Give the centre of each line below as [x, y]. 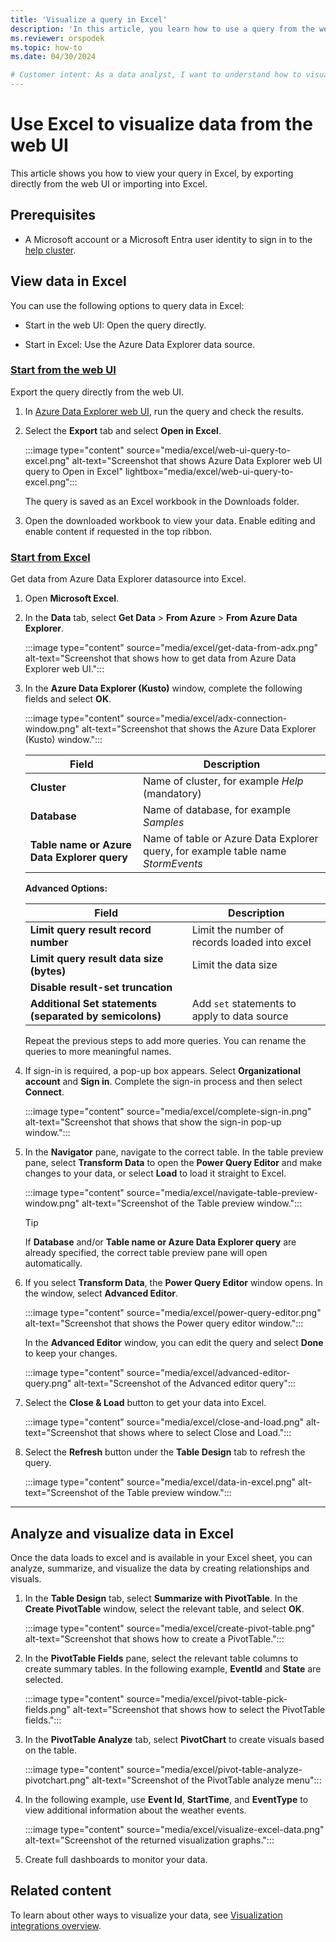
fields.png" [47, 1709]
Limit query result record [90, 930]
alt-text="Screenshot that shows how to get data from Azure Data [160, 658]
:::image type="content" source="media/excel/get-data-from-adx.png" [171, 648]
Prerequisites [53, 215]
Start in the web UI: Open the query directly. [115, 325]
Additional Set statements [93, 1004]
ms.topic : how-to [46, 47]
